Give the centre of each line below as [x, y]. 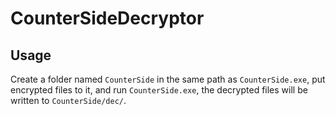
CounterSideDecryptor [107, 18]
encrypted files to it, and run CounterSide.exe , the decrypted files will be [159, 90]
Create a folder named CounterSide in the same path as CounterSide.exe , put [168, 79]
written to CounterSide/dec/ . [68, 100]
